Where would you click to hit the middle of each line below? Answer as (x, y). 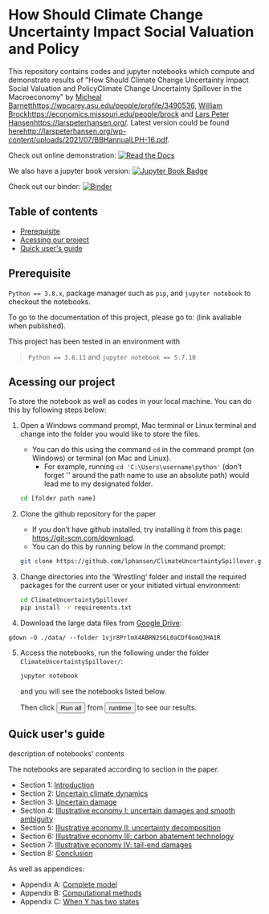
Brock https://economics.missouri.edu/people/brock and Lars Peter (119, 113)
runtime (120, 708)
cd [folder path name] (58, 499)
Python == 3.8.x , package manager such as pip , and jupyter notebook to (130, 293)
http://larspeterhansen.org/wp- (75, 131)
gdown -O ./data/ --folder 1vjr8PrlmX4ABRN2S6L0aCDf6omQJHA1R (114, 637)
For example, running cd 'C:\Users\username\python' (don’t (143, 467)
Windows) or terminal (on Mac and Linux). (101, 458)
